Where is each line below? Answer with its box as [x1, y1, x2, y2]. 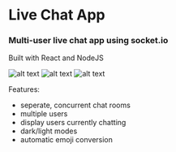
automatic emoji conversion [19, 135, 114, 145]
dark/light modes [19, 126, 78, 136]
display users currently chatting [19, 118, 127, 128]
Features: [8, 85, 41, 94]
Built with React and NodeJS [8, 53, 104, 63]
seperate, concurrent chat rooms [19, 100, 131, 111]
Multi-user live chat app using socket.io [8, 35, 169, 46]
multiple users [19, 109, 68, 119]
